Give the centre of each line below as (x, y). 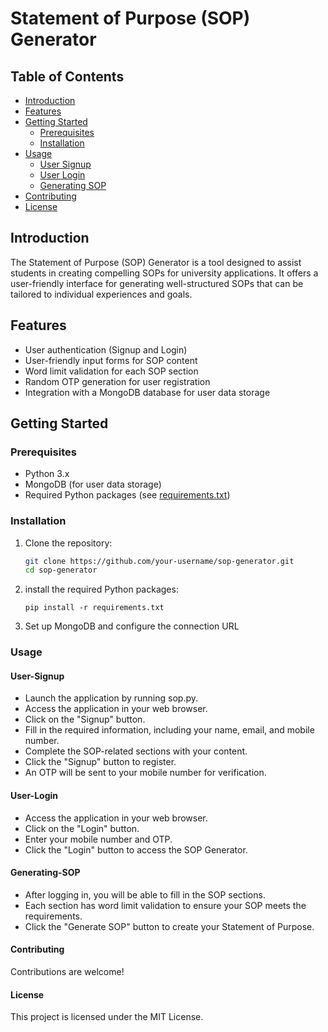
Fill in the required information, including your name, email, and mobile (169, 730)
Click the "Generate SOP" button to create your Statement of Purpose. (169, 926)
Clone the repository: (68, 543)
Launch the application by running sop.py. (111, 698)
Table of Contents (67, 76)
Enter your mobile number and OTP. (98, 839)
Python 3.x (47, 474)
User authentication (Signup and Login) (106, 349)
